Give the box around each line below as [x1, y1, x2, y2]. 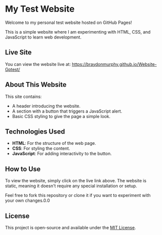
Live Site [5, 48, 32, 57]
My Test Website [5, 3, 75, 15]
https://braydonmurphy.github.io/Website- [71, 61, 157, 67]
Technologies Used [5, 127, 65, 136]
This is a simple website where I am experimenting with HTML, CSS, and [5, 29, 151, 35]
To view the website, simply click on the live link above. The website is [5, 178, 146, 184]
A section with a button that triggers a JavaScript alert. [12, 108, 122, 114]
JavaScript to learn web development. [5, 34, 81, 40]
